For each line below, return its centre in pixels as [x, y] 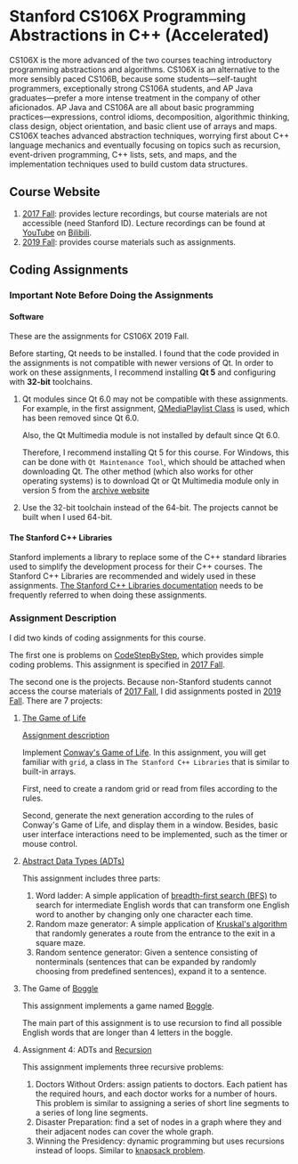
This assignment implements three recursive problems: [123, 1067]
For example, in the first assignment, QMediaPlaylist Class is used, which [156, 409]
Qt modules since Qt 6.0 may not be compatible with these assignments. [155, 399]
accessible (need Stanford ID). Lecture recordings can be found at [144, 223]
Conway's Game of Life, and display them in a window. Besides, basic [150, 825]
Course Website [55, 192]
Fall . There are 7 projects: [56, 700]
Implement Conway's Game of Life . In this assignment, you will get [144, 752]
